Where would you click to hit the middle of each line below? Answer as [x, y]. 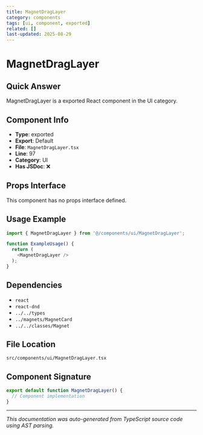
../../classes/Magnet [42, 326]
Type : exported [34, 134]
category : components [34, 17]
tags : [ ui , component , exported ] [48, 23]
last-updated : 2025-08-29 [39, 34]
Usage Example [36, 219]
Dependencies [34, 285]
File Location [31, 345]
